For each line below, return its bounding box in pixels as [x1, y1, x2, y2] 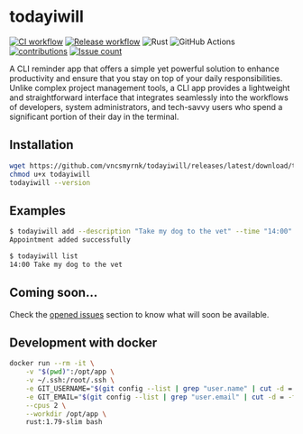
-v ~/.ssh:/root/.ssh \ [25, 376, 115, 385]
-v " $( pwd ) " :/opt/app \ [25, 367, 115, 376]
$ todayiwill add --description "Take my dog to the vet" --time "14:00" [9, 227, 293, 236]
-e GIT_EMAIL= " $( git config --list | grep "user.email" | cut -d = [25, 392, 284, 402]
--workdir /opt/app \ [25, 409, 106, 419]
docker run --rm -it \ [9, 359, 95, 368]
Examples [9, 203, 66, 218]
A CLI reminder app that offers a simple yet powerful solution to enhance [9, 63, 280, 74]
